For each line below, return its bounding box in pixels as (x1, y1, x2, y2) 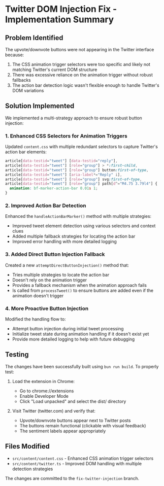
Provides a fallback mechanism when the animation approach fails (12, 282, 147, 288)
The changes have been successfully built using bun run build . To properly (5, 363, 159, 369)
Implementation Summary (5, 14, 114, 25)
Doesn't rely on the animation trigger (12, 277, 87, 283)
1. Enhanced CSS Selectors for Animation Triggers (5, 132, 128, 139)
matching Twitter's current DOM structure (12, 67, 98, 72)
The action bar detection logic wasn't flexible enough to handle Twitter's (12, 82, 160, 88)
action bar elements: (5, 149, 47, 155)
